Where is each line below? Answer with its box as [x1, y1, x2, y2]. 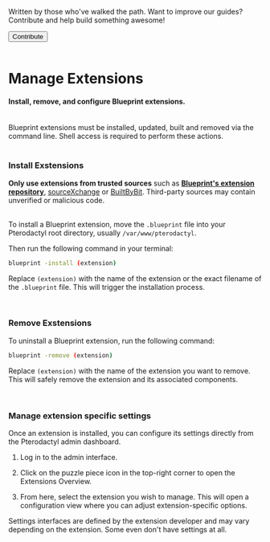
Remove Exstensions [8, 317, 92, 328]
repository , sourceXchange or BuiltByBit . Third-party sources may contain [8, 186, 256, 196]
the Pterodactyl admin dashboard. [8, 437, 121, 446]
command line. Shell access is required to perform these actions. [8, 132, 223, 141]
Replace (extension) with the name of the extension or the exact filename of [8, 273, 262, 283]
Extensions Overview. [19, 477, 92, 487]
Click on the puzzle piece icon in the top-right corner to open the [19, 468, 235, 478]
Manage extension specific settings [8, 410, 151, 421]
